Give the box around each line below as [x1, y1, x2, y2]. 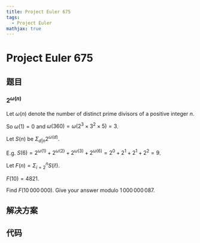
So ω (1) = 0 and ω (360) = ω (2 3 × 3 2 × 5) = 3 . [6, 121, 119, 130]
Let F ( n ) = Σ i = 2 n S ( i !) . [6, 161, 60, 170]
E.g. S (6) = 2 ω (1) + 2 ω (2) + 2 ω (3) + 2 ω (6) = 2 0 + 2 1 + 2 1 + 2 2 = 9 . [6, 148, 161, 157]
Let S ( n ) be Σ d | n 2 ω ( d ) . [6, 134, 60, 144]
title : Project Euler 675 [6, 8, 71, 15]
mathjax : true [6, 25, 42, 32]
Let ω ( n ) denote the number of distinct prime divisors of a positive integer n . [6, 110, 195, 117]
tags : [6, 14, 20, 20]
